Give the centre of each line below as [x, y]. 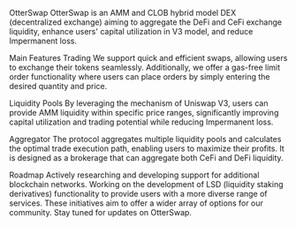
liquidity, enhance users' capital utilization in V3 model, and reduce [131, 31]
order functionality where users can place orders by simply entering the [140, 77]
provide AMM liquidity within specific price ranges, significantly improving [144, 113]
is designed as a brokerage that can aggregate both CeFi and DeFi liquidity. [147, 158]
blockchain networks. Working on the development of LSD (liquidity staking [147, 184]
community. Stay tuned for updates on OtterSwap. [101, 212]
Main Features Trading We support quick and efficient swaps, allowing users [148, 58]
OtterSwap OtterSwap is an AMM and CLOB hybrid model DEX [123, 13]
